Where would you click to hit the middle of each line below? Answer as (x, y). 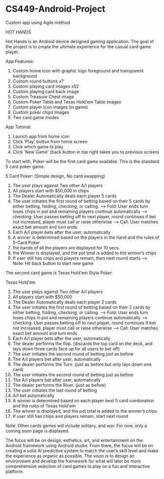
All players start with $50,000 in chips (51, 190)
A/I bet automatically (33, 395)
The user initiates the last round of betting (55, 390)
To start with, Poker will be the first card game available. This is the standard (82, 161)
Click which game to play (38, 146)
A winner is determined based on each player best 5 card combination (83, 400)
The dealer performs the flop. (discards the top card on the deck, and (82, 343)
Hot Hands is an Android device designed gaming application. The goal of (80, 41)
